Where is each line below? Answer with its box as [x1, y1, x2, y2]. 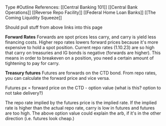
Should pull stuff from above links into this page [5, 24, 103, 30]
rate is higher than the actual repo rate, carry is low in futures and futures [5, 105, 155, 111]
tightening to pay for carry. [5, 61, 60, 66]
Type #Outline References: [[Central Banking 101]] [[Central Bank [5, 4, 138, 10]
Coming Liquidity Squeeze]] [5, 15, 62, 20]
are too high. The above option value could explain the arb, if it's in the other [5, 110, 161, 116]
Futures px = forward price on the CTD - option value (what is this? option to [5, 85, 161, 91]
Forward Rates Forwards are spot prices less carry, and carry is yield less [5, 34, 156, 40]
